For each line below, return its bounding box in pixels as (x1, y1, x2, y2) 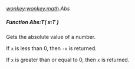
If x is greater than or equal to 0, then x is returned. (6, 56, 130, 63)
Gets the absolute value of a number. (6, 33, 96, 40)
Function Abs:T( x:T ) (6, 18, 59, 25)
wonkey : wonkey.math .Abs (6, 5, 70, 12)
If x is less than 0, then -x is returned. (6, 44, 97, 52)
